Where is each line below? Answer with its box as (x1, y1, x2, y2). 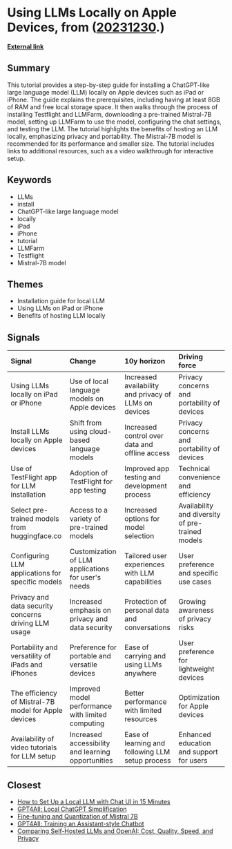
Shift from (69, 418, 102, 428)
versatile (69, 660, 98, 669)
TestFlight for (69, 477, 113, 486)
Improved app (124, 464, 170, 474)
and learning (69, 747, 110, 757)
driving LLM (10, 618, 50, 628)
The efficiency (10, 689, 57, 698)
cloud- (89, 427, 113, 437)
